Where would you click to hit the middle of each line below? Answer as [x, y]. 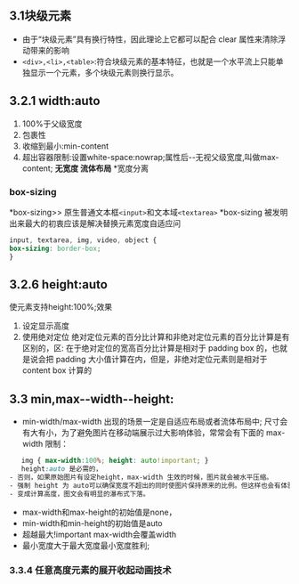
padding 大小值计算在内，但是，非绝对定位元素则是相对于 [162, 360]
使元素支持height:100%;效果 [61, 307]
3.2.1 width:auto [55, 101]
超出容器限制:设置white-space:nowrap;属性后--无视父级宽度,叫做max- [150, 157]
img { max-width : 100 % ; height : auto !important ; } [115, 461]
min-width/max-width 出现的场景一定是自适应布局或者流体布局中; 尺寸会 [155, 422]
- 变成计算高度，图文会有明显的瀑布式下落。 [80, 494]
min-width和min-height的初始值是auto [92, 523]
